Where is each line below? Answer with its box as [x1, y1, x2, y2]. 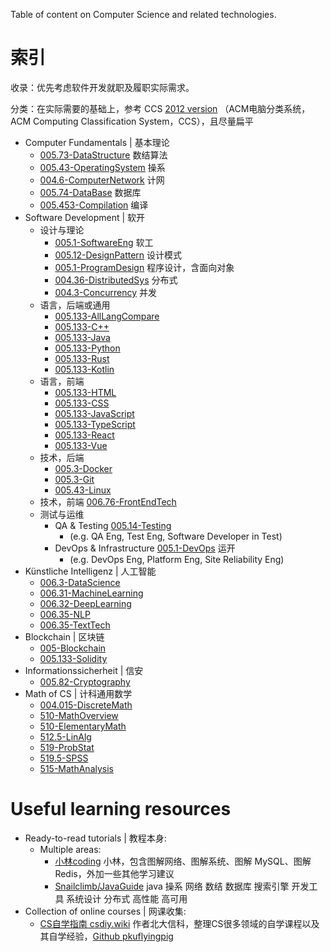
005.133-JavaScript [54, 407, 135, 419]
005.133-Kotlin [54, 363, 115, 375]
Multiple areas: [39, 843, 102, 855]
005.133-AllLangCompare [54, 310, 160, 322]
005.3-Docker [54, 462, 113, 474]
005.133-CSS [54, 397, 110, 409]
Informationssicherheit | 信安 [24, 664, 144, 676]
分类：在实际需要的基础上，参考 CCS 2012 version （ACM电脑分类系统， [10, 102, 311, 114]
